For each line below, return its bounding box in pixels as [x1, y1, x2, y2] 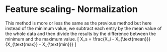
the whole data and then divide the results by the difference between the [5, 30, 156, 36]
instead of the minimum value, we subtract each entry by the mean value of [5, 25, 162, 31]
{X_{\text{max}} [5, 41, 38, 47]
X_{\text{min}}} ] [42, 41, 76, 47]
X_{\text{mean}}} [115, 36, 151, 42]
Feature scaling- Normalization [5, 3, 138, 15]
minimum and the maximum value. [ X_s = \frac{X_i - [5, 36, 115, 42]
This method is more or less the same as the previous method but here [5, 20, 152, 26]
